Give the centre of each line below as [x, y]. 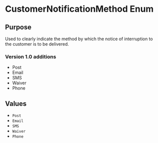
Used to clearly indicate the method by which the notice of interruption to [79, 39]
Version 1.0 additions [31, 56]
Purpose [18, 27]
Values [16, 104]
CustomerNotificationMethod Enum [79, 9]
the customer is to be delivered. [37, 44]
